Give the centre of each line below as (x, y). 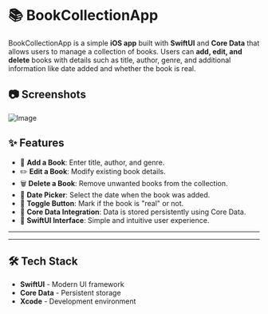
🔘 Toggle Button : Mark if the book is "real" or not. (102, 203)
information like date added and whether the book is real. (102, 68)
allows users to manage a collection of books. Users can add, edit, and (125, 51)
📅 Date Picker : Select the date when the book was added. (115, 195)
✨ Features (36, 143)
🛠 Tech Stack (43, 261)
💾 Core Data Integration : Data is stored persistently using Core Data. (133, 212)
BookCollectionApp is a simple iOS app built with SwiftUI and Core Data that (134, 43)
